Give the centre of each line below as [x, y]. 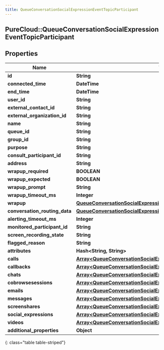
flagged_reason [26, 243]
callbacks [19, 266]
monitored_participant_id [38, 227]
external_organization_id [37, 116]
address [17, 163]
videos [16, 322]
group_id [18, 139]
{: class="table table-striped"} [35, 342]
